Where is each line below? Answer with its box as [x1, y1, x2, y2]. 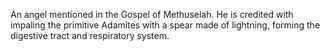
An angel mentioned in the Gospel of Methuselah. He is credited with [10, 9, 294, 20]
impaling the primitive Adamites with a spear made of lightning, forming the [10, 19, 321, 31]
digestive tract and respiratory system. [10, 30, 170, 41]
